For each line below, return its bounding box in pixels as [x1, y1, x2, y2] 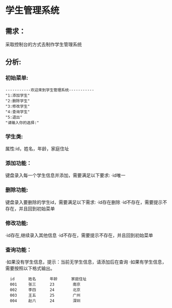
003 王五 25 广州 [10, 293, 81, 298]
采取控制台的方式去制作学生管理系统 [5, 42, 82, 47]
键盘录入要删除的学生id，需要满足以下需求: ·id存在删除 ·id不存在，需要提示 [5, 199, 163, 205]
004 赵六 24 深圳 [10, 298, 81, 303]
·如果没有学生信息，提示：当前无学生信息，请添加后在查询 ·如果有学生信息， [5, 259, 167, 265]
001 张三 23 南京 [10, 282, 81, 287]
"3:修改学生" [5, 104, 30, 109]
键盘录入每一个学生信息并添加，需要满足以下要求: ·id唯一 [5, 172, 126, 179]
